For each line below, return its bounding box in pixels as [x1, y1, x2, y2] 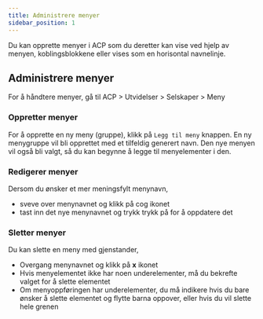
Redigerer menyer [8, 166, 79, 177]
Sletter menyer [8, 227, 67, 238]
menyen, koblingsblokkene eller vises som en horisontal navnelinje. [8, 49, 226, 58]
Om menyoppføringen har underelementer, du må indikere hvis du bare [19, 285, 250, 295]
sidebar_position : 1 [8, 19, 76, 27]
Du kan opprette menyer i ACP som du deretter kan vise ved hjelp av [8, 40, 230, 49]
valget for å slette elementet [19, 277, 111, 287]
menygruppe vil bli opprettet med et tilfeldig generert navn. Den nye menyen [8, 138, 255, 148]
